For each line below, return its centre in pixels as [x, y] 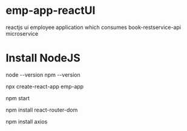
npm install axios [27, 121]
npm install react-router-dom [42, 110]
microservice [22, 33]
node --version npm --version [43, 75]
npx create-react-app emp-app [45, 86]
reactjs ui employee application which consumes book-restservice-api [93, 27]
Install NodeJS [43, 58]
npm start [18, 98]
